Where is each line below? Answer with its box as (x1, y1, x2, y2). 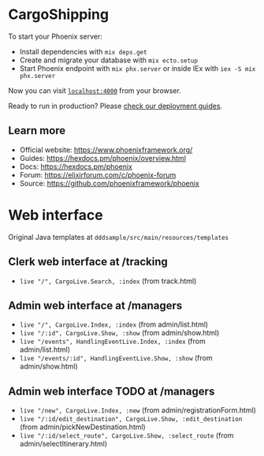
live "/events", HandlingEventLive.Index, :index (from (19, 337, 206, 346)
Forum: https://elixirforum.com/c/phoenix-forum (19, 170, 177, 179)
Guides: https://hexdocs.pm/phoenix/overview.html (19, 153, 187, 163)
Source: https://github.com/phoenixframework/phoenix (19, 178, 199, 188)
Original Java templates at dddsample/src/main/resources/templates (8, 232, 229, 241)
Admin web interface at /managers (8, 298, 183, 312)
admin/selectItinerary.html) (19, 439, 108, 449)
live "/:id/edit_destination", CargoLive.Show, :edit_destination (19, 416, 243, 424)
